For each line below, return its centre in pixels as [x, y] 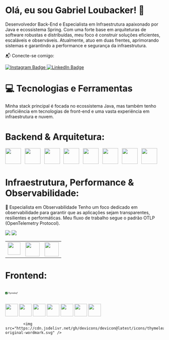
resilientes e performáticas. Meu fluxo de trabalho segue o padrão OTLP [80, 218]
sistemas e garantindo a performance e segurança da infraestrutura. [76, 45]
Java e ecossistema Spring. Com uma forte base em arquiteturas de [76, 29]
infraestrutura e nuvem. [30, 116]
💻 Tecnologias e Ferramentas [69, 89]
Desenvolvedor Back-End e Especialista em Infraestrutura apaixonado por [82, 24]
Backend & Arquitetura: [55, 137]
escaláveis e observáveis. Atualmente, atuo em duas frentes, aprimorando [82, 40]
